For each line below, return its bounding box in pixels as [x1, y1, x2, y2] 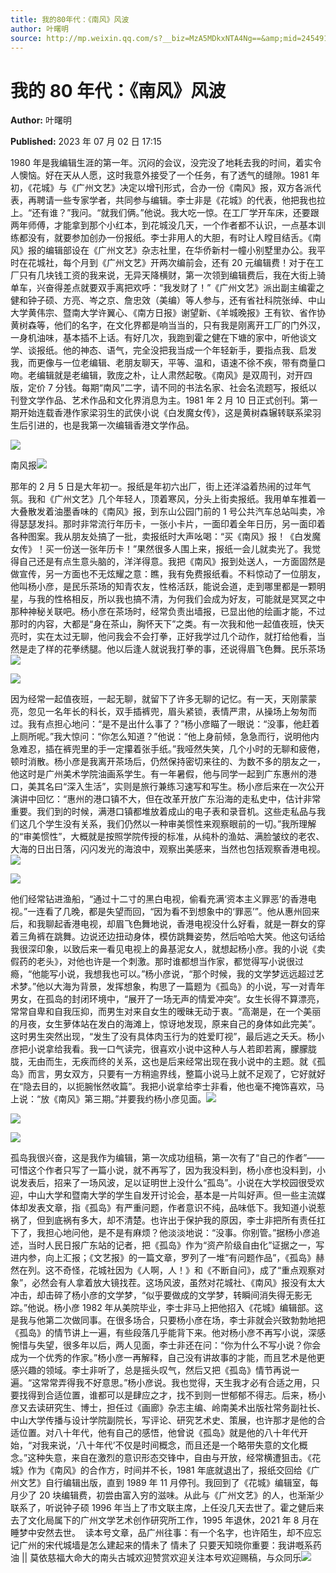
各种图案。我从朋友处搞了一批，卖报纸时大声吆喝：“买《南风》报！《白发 [10, 531, 313, 543]
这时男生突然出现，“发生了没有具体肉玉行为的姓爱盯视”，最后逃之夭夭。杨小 [10, 1031, 325, 1043]
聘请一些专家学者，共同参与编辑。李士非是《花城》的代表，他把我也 [36, 194, 317, 206]
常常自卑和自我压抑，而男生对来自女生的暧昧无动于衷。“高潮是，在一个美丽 [10, 1006, 322, 1018]
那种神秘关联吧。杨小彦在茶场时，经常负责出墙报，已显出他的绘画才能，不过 [10, 606, 326, 618]
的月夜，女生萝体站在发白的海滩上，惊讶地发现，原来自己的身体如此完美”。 [10, 1018, 322, 1030]
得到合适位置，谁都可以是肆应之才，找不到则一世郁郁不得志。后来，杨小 [27, 1389, 326, 1401]
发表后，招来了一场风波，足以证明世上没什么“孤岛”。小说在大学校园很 [18, 1177, 308, 1189]
